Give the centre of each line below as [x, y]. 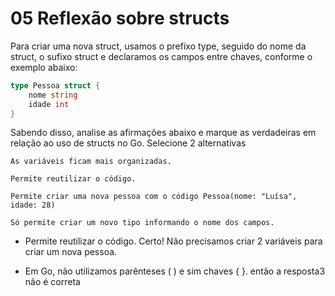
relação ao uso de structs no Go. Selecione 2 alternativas [128, 143]
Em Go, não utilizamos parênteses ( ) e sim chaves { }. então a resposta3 [175, 271]
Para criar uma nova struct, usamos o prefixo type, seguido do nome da [158, 46]
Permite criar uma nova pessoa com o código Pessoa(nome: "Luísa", [154, 197]
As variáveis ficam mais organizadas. [91, 162]
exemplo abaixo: [44, 67]
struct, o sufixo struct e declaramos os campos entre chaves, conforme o [161, 56]
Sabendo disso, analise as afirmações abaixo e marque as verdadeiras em [163, 133]
